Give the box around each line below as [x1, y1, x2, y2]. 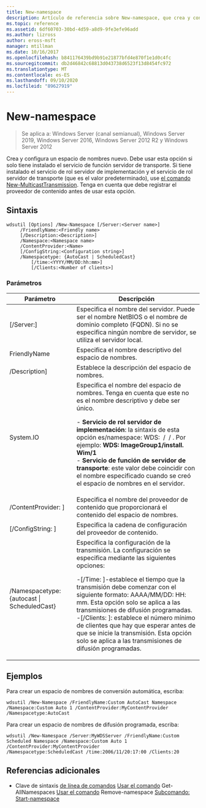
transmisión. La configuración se [76, 546, 170, 554]
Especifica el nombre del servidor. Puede [76, 305, 195, 314]
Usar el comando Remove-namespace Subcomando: [56, 788, 190, 796]
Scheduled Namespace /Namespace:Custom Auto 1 [6, 738, 128, 744]
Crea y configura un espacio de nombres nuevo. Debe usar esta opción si [6, 155, 193, 162]
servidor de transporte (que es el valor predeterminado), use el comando [6, 174, 191, 182]
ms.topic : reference [6, 20, 59, 26]
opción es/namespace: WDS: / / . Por [76, 433, 186, 442]
